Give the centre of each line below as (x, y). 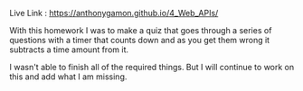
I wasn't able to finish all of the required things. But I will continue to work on (152, 67)
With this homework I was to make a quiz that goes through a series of (141, 30)
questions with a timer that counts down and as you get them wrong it (139, 40)
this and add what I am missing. (68, 77)
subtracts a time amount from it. (69, 50)
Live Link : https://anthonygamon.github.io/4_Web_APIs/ (114, 13)
